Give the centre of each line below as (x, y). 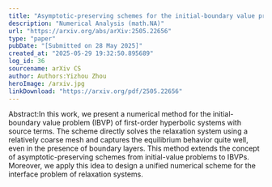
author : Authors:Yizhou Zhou (57, 76)
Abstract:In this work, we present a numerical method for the (110, 114)
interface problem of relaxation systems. (76, 174)
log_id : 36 (27, 62)
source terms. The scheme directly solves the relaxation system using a (128, 131)
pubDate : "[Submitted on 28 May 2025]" (76, 46)
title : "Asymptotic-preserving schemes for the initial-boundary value (132, 16)
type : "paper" (32, 38)
